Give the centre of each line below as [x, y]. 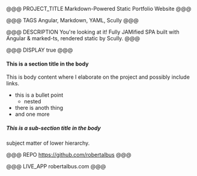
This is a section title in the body [47, 64]
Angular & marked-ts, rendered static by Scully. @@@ [73, 38]
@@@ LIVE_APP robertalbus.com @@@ [56, 166]
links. [13, 83]
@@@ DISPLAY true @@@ [40, 50]
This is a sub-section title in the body [53, 128]
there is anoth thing [39, 108]
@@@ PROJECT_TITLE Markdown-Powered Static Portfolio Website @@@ [99, 9]
